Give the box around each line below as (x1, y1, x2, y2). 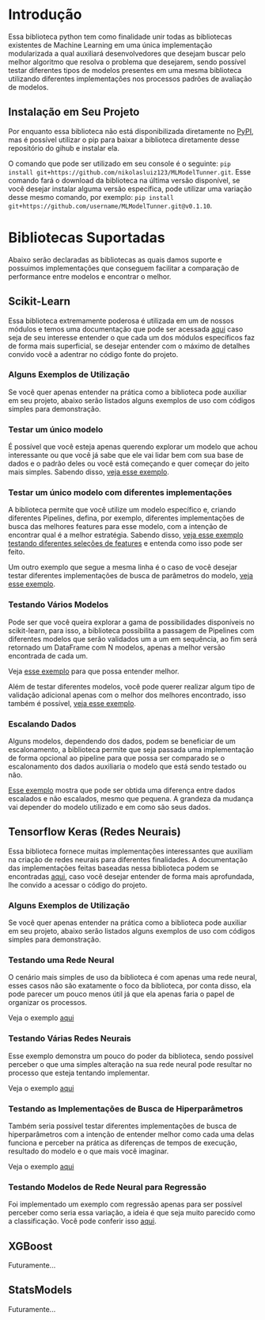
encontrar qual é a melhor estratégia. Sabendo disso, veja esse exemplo (8, 530, 244, 540)
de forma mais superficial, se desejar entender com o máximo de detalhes (8, 341, 251, 351)
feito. (8, 547, 25, 557)
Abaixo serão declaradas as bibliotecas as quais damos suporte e (8, 255, 222, 264)
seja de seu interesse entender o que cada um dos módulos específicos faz (8, 332, 256, 342)
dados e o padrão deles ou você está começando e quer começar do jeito (8, 459, 250, 469)
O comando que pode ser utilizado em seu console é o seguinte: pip (8, 159, 231, 168)
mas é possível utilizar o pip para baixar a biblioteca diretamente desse (8, 135, 240, 144)
